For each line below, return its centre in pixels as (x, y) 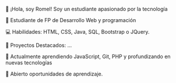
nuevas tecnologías (29, 63)
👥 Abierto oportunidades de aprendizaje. (54, 74)
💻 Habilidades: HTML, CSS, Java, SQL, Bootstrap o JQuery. (78, 32)
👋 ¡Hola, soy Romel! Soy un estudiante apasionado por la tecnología (87, 9)
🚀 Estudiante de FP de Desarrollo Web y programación (71, 20)
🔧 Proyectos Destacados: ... (39, 45)
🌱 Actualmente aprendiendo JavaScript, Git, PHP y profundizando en (88, 56)
